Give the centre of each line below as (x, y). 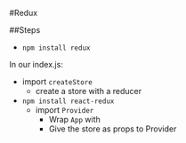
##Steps (25, 30)
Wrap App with (74, 119)
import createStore (57, 82)
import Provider (65, 110)
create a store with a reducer (89, 91)
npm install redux (56, 48)
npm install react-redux (68, 101)
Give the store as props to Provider (113, 129)
